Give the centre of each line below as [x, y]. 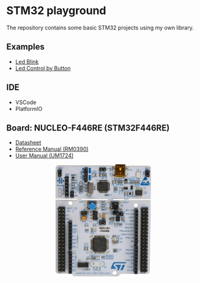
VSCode [26, 102]
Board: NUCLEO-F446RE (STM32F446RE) [88, 128]
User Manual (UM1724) [44, 156]
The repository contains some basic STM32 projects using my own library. [100, 28]
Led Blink [27, 61]
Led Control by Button [43, 68]
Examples [25, 47]
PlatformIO [29, 108]
